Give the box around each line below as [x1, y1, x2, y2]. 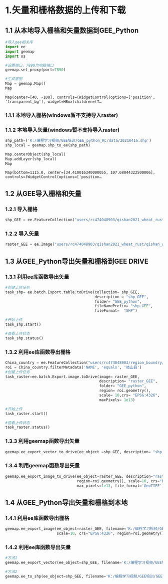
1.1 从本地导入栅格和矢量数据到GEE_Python [5, 26, 139, 35]
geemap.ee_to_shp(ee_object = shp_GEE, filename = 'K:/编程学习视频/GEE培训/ [5, 573, 156, 579]
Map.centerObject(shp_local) [5, 151, 66, 157]
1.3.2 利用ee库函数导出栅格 [5, 348, 71, 355]
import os [5, 54, 26, 59]
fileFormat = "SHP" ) [94, 308, 137, 313]
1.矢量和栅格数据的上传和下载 [5, 5, 126, 16]
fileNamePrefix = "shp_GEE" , [94, 304, 153, 309]
